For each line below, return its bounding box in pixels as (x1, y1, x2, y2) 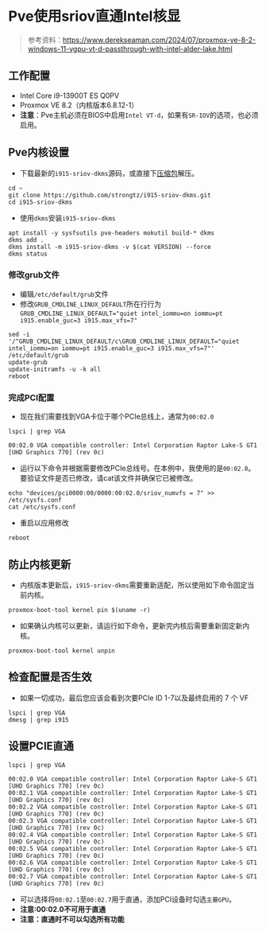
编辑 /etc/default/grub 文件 (19, 289, 109, 298)
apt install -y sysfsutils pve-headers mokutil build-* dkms (8, 228, 215, 237)
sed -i (8, 330, 30, 338)
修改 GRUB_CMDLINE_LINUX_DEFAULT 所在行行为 (19, 299, 161, 309)
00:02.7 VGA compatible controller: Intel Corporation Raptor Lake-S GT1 (8, 872, 258, 880)
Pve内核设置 (8, 146, 70, 159)
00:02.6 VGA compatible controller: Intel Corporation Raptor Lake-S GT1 (8, 859, 258, 867)
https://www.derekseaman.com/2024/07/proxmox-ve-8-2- (62, 35, 256, 45)
